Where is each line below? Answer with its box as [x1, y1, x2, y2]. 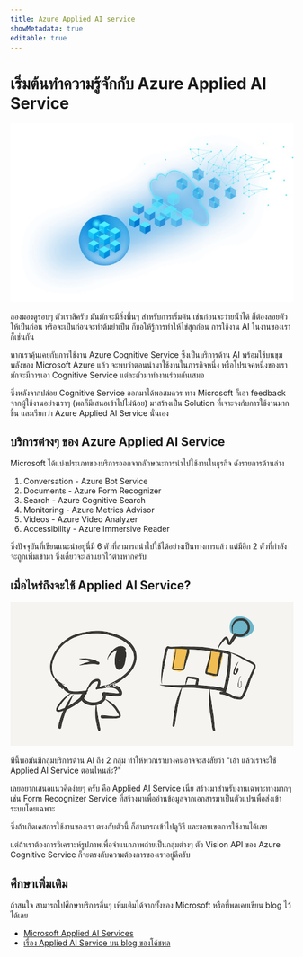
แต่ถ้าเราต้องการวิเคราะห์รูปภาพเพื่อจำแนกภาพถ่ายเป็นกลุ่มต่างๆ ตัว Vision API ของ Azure [10, 839, 281, 850]
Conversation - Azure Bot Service [22, 476, 148, 487]
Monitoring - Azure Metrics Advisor [22, 504, 156, 516]
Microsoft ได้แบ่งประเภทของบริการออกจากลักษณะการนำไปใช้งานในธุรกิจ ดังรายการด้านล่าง [10, 458, 285, 469]
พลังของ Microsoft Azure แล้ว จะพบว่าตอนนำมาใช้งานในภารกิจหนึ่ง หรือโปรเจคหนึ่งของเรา [10, 359, 289, 370]
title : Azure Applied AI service [10, 14, 136, 23]
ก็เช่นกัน [10, 331, 35, 341]
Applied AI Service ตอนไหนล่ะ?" [10, 765, 122, 776]
